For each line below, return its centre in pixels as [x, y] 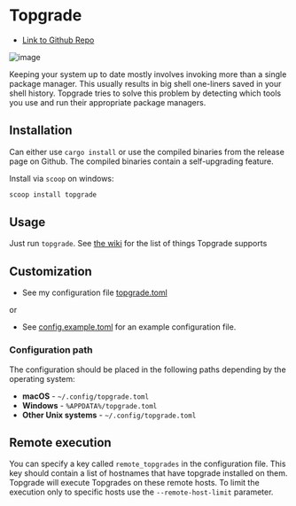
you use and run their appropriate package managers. [108, 102]
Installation [41, 131]
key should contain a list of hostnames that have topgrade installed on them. [148, 473]
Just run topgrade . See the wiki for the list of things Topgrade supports [138, 244]
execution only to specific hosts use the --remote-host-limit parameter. [141, 492]
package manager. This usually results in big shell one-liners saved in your [145, 83]
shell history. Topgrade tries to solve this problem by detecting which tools [145, 93]
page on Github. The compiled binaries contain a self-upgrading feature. [141, 161]
